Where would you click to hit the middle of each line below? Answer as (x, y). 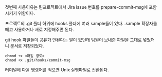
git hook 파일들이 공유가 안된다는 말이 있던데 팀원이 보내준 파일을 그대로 (73, 40)
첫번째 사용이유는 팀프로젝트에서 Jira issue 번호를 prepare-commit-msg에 (76, 7)
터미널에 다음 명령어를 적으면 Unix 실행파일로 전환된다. (57, 70)
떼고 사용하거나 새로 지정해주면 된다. (39, 30)
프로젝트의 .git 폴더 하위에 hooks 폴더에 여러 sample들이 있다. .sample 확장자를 (81, 23)
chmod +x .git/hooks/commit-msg (38, 60)
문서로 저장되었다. (27, 46)
